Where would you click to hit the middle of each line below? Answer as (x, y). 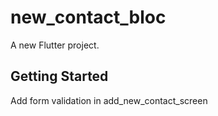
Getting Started (59, 76)
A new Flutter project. (55, 45)
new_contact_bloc (88, 17)
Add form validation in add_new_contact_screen (109, 100)
